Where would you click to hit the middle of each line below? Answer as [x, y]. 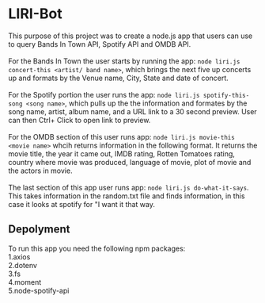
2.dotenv [23, 265]
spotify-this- [226, 95]
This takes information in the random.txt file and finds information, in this [127, 196]
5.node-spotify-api [39, 290]
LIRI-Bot [35, 14]
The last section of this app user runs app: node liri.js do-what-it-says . [129, 187]
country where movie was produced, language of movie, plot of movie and [130, 162]
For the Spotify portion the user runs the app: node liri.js [104, 94]
